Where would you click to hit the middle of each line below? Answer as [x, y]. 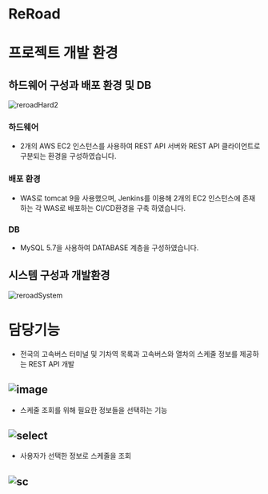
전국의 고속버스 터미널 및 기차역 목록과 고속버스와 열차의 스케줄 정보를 [129, 354]
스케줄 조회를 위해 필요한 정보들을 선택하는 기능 [94, 410]
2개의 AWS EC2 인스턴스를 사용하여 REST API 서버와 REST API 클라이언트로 [140, 146]
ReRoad [35, 14]
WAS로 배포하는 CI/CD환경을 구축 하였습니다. [115, 208]
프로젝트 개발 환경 [63, 53]
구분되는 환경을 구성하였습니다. [68, 156]
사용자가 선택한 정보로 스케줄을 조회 [76, 456]
